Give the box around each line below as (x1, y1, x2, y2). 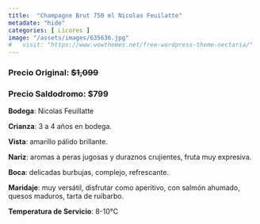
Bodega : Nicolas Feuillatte (8, 106, 94, 116)
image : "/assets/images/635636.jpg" (8, 33, 129, 42)
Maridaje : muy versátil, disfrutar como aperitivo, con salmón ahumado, (8, 183, 240, 192)
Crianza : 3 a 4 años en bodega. (8, 122, 113, 131)
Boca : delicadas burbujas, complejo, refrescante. (8, 168, 169, 177)
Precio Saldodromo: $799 (8, 88, 109, 99)
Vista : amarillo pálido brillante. (8, 137, 109, 146)
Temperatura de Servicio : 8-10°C (8, 207, 119, 216)
